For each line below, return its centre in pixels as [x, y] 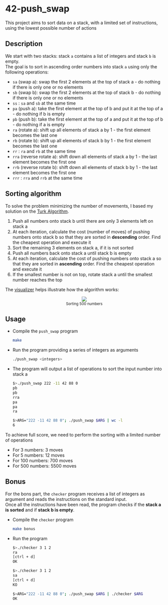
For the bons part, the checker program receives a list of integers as [75, 494]
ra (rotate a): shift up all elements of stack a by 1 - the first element [81, 130]
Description [24, 44]
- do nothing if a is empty [39, 124]
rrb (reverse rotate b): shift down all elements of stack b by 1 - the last [85, 167]
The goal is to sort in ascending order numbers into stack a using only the [81, 66]
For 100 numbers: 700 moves [43, 460]
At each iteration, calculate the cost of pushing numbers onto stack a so [87, 258]
